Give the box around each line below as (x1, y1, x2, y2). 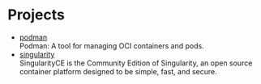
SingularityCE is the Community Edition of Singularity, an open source (19, 58, 253, 68)
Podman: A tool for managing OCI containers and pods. (19, 40, 204, 50)
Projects (7, 6, 66, 24)
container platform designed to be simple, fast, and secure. (19, 66, 218, 76)
